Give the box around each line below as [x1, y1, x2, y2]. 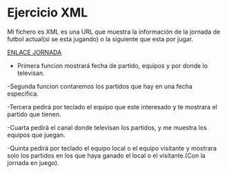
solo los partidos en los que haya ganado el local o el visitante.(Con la [7, 151, 206, 160]
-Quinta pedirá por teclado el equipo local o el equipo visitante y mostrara [7, 144, 217, 152]
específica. [7, 89, 39, 98]
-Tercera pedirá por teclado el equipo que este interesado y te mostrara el [7, 102, 217, 111]
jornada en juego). [7, 158, 59, 166]
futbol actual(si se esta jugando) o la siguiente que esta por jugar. [7, 34, 194, 43]
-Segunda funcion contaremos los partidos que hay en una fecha [7, 82, 193, 90]
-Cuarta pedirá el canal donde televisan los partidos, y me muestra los [7, 123, 207, 131]
